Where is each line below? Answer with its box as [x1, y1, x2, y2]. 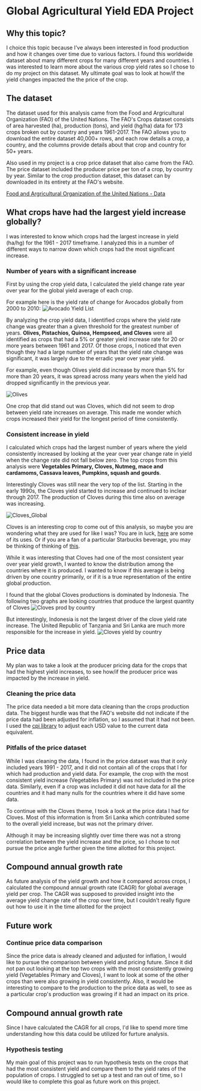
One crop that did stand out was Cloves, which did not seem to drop [6, 402, 175, 410]
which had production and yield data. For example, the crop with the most [6, 770, 189, 777]
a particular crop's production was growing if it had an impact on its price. [6, 991, 189, 998]
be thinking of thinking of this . [6, 542, 80, 550]
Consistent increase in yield [6, 430, 89, 438]
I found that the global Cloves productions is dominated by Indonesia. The [6, 591, 189, 599]
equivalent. [6, 728, 34, 736]
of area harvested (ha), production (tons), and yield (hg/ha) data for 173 [6, 122, 183, 129]
